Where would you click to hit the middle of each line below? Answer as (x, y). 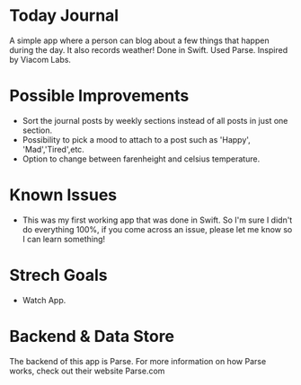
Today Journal (64, 16)
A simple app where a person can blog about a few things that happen (139, 40)
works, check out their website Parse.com (87, 371)
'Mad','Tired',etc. (53, 149)
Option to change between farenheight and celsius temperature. (141, 159)
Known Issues (63, 195)
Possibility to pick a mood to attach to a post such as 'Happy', (137, 139)
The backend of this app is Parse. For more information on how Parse (138, 361)
